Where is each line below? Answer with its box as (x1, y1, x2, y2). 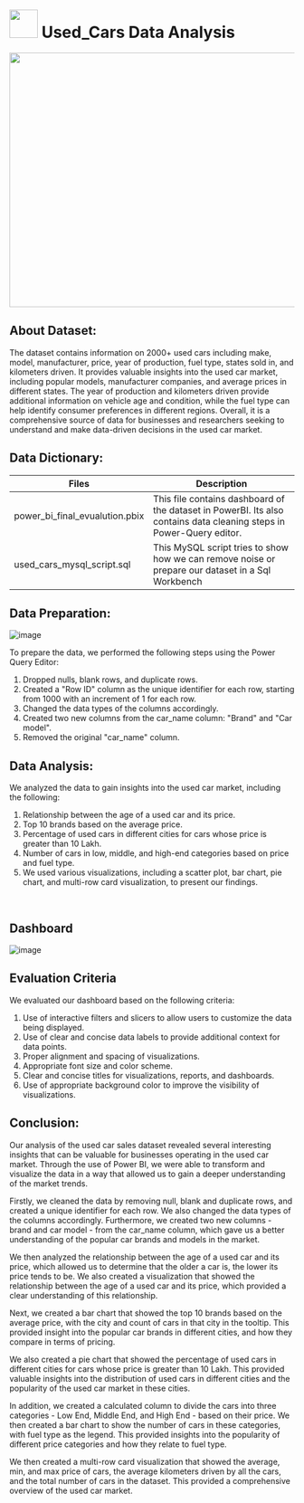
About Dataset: (9, 323, 97, 338)
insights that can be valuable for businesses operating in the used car (9, 1149, 270, 1160)
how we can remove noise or (152, 552, 276, 565)
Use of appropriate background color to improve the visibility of (22, 1080, 260, 1090)
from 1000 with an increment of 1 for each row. (22, 693, 197, 705)
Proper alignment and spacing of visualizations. (22, 1051, 201, 1061)
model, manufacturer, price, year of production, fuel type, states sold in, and (9, 357, 294, 367)
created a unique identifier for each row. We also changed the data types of (9, 1204, 291, 1216)
